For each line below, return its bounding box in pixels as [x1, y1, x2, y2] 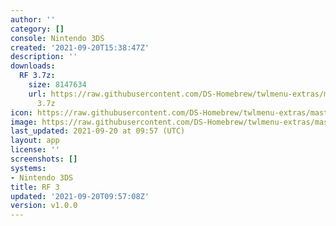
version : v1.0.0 [10, 201, 78, 211]
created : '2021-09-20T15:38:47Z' [10, 42, 150, 53]
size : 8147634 [28, 80, 87, 90]
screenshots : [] [10, 154, 78, 164]
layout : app [10, 136, 60, 146]
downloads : [10, 61, 56, 71]
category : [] [10, 24, 65, 34]
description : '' [10, 52, 78, 62]
